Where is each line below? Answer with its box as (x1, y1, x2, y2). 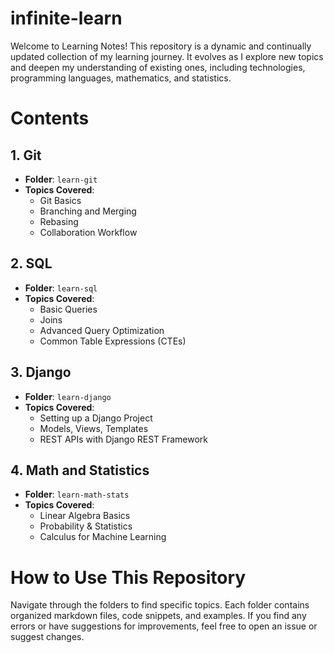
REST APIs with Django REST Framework (39, 433, 209, 445)
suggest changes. (10, 631, 85, 643)
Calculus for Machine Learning (39, 531, 167, 543)
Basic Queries (39, 303, 98, 315)
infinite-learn (10, 7, 123, 30)
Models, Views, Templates (39, 422, 149, 434)
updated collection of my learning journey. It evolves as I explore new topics (10, 50, 324, 62)
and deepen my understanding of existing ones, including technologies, (10, 61, 306, 73)
